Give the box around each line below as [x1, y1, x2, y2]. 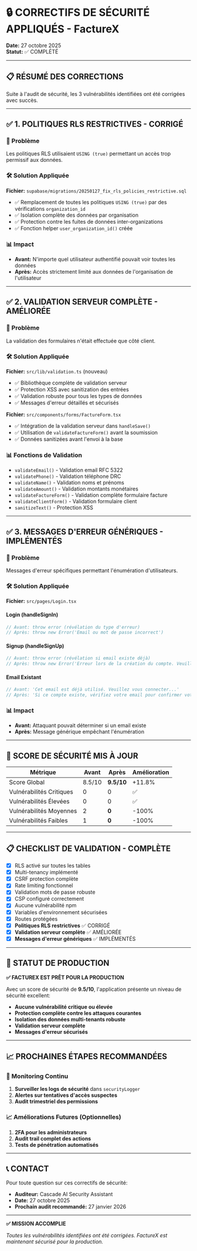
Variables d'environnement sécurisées [14, 908, 107, 915]
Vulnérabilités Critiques [9, 788, 73, 796]
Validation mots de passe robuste [14, 888, 96, 896]
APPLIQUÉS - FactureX [6, 22, 120, 36]
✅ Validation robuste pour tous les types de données [14, 393, 142, 400]
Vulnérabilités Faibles [9, 817, 69, 825]
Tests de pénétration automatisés [14, 1141, 98, 1148]
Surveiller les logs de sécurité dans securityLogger [14, 1086, 141, 1093]
